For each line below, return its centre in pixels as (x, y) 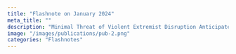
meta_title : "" (29, 20)
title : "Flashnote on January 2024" (61, 14)
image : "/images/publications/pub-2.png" (69, 33)
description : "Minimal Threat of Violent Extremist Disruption (102, 27)
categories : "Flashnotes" (45, 40)
